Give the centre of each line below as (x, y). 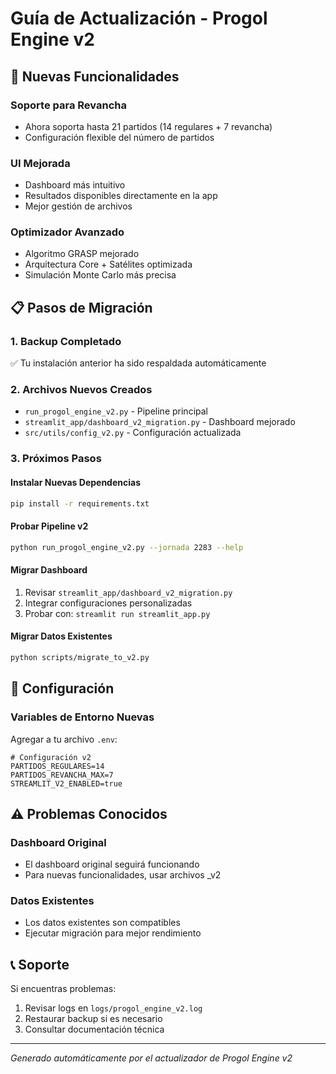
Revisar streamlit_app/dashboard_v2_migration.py (128, 592)
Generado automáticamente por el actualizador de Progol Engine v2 (151, 1058)
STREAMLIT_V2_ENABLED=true (66, 783)
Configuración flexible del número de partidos (119, 137)
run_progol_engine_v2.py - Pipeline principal (116, 411)
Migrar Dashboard (49, 570)
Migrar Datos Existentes (61, 636)
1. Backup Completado (66, 341)
